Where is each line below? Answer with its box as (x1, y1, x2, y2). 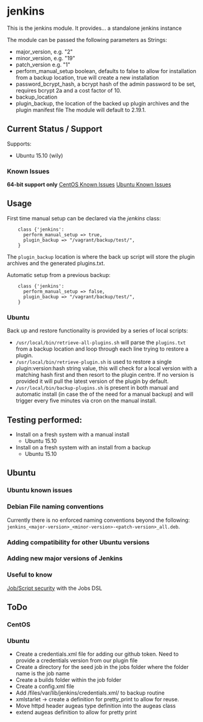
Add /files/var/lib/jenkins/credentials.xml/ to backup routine (15, 689, 165, 696)
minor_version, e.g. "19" (15, 54, 75, 61)
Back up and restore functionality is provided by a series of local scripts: (7, 327, 188, 334)
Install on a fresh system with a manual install (15, 430, 129, 438)
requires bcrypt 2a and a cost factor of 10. (15, 86, 122, 94)
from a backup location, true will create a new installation (15, 74, 159, 81)
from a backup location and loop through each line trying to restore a (15, 345, 189, 352)
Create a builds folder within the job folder (15, 676, 122, 684)
